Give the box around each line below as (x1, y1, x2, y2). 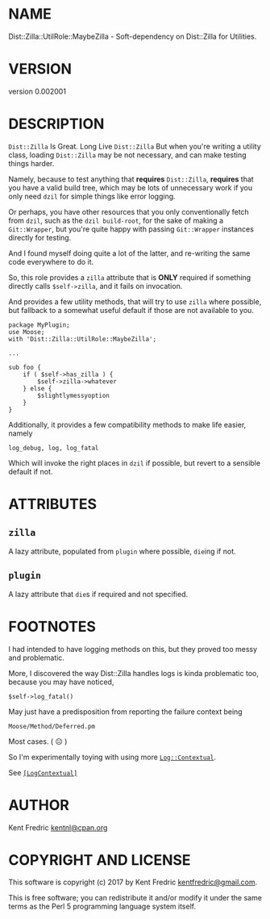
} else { (23, 384, 52, 392)
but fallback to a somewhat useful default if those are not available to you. (8, 305, 254, 315)
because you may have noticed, (8, 677, 114, 687)
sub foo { (8, 363, 42, 371)
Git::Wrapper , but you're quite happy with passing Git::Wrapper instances (8, 223, 254, 234)
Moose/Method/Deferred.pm (8, 722, 95, 730)
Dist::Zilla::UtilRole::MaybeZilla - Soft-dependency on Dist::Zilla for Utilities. (8, 31, 257, 41)
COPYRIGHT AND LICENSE (8, 850, 191, 869)
